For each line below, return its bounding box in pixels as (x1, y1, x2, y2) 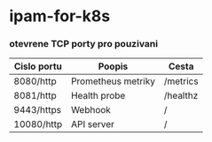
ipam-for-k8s (9, 6, 111, 26)
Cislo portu (13, 60, 62, 72)
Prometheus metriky (70, 75, 155, 87)
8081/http (13, 90, 57, 102)
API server (70, 118, 115, 131)
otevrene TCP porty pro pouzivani (9, 38, 158, 50)
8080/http (13, 75, 57, 87)
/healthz (163, 90, 199, 102)
